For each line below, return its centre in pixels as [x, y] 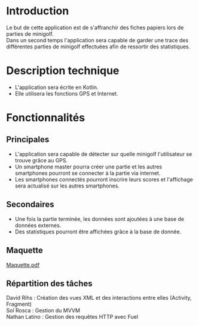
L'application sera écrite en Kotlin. [56, 87]
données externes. [38, 225]
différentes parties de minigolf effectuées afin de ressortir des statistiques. [98, 47]
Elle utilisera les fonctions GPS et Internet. [66, 93]
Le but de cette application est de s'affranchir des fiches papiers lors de [95, 27]
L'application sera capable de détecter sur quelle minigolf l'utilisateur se [103, 154]
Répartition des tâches [49, 283]
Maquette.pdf [23, 265]
